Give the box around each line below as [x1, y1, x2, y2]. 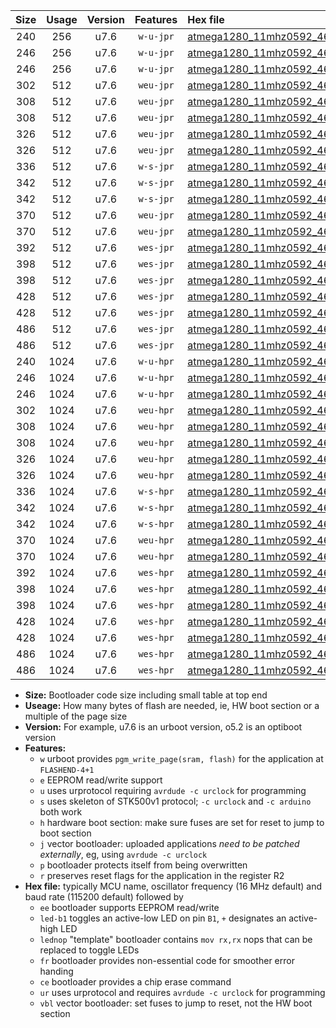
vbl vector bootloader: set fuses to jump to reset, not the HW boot [39, 997, 313, 1009]
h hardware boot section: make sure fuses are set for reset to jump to [39, 817, 325, 828]
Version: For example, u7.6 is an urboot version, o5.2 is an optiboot [24, 721, 303, 733]
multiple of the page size [24, 710, 128, 722]
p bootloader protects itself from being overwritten [39, 859, 248, 871]
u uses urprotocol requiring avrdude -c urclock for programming [39, 785, 307, 796]
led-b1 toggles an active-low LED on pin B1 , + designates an [39, 912, 287, 924]
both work [39, 806, 83, 818]
